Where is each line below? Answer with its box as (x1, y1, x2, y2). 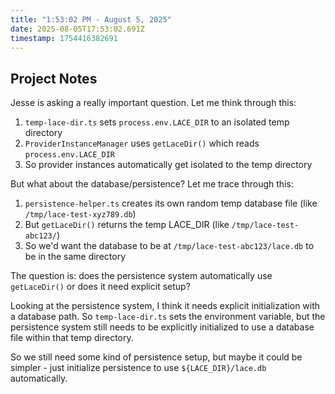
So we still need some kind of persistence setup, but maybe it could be (10, 351, 303, 363)
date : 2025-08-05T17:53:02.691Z (10, 24, 145, 34)
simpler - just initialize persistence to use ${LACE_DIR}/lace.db (10, 362, 267, 374)
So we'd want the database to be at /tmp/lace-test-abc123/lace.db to (24, 240, 315, 252)
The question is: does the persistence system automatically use (10, 270, 273, 282)
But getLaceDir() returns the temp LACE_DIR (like (24, 219, 230, 231)
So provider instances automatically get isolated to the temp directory (24, 159, 313, 171)
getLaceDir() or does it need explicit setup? (10, 281, 191, 293)
